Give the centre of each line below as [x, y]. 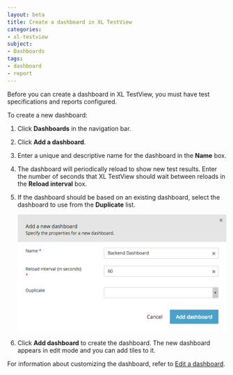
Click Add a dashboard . [51, 142]
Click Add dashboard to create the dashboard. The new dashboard [114, 343]
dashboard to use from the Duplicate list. [76, 205]
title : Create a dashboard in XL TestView [70, 22]
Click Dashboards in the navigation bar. [74, 128]
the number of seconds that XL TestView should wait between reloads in [121, 176]
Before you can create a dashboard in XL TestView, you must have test [109, 94]
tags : [15, 59]
